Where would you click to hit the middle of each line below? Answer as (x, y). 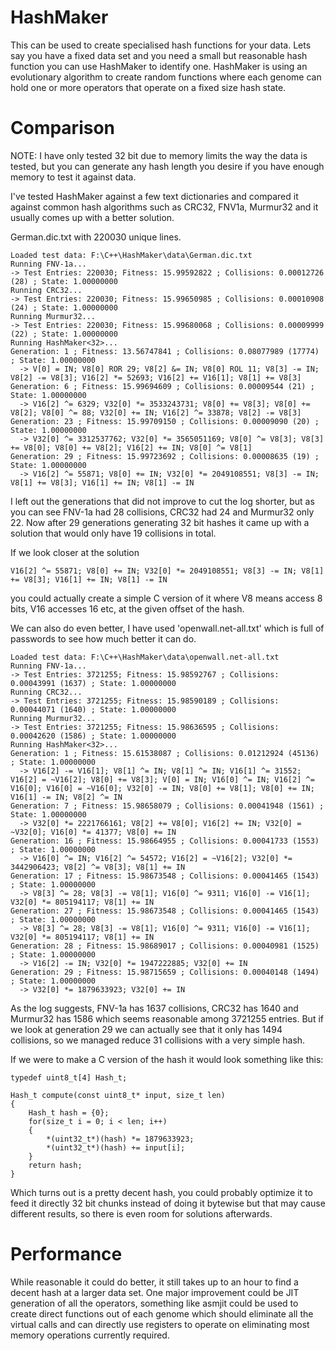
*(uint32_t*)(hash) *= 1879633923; (120, 1139)
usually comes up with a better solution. (92, 217)
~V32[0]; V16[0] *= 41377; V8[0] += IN (93, 832)
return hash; (55, 1165)
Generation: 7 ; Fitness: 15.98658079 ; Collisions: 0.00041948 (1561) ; (167, 806)
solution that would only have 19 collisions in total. (113, 533)
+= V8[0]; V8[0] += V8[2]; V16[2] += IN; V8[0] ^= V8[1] (131, 447)
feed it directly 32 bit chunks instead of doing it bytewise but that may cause (168, 1203)
